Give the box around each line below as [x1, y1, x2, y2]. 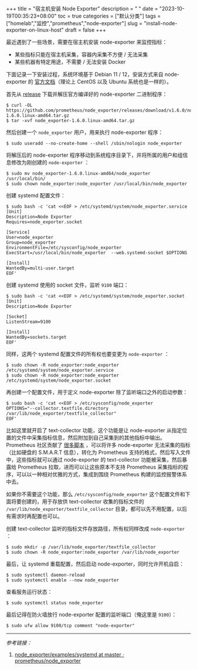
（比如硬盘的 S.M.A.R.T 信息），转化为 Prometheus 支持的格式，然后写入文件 [6, 449, 191, 456]
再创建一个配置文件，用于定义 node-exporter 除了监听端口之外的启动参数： [6, 389, 188, 395]
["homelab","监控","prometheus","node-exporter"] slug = [6, 20, 142, 26]
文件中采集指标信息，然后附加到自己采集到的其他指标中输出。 [16, 434, 165, 441]
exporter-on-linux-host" [6, 26, 64, 33]
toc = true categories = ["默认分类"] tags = [57, 12, 161, 19]
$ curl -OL [6, 102, 33, 108]
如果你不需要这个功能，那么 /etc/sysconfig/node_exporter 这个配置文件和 [6, 491, 186, 497]
